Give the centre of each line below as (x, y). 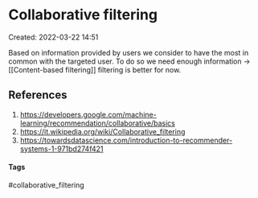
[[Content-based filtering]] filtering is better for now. (95, 69)
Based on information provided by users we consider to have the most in (129, 52)
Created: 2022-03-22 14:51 (53, 37)
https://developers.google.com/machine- (88, 114)
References (38, 95)
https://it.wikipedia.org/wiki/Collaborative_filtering (102, 131)
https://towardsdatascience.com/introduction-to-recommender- (126, 140)
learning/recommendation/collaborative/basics (97, 123)
